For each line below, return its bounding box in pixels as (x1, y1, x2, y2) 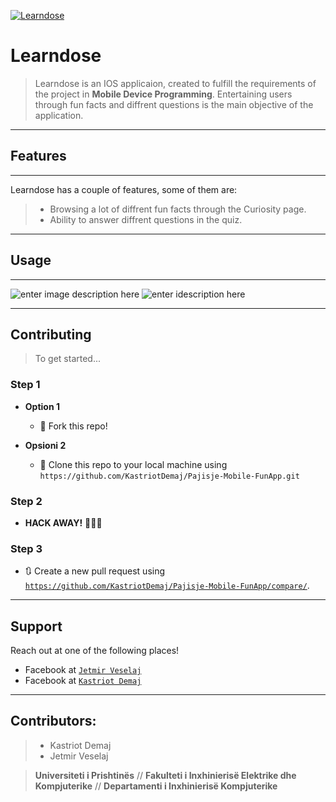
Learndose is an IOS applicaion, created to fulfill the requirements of (34, 77, 317, 89)
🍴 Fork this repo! (39, 420, 108, 432)
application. (34, 109, 84, 121)
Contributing (10, 326, 92, 343)
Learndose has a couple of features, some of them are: (10, 183, 238, 195)
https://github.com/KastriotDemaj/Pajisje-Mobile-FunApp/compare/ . (24, 580, 310, 592)
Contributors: (10, 713, 97, 730)
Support (10, 618, 63, 635)
